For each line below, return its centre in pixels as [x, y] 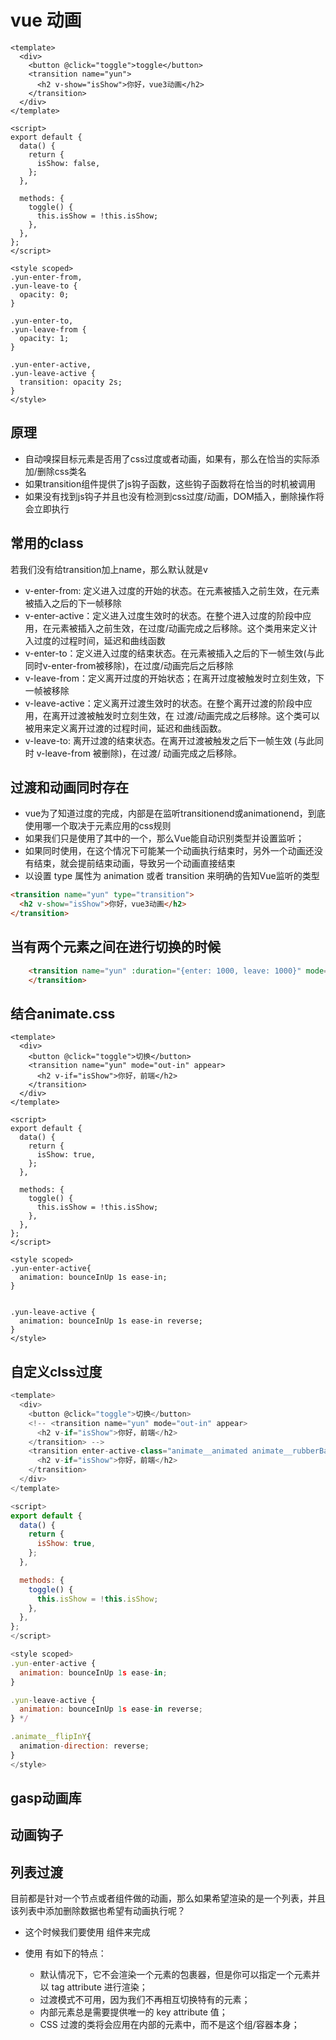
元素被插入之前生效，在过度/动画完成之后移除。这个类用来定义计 [184, 628]
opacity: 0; [44, 294]
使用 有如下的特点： [65, 1953]
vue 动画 [46, 20]
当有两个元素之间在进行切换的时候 [115, 947]
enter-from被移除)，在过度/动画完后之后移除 [142, 665]
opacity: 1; [44, 338]
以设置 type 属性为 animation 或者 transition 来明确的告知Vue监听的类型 [172, 876]
